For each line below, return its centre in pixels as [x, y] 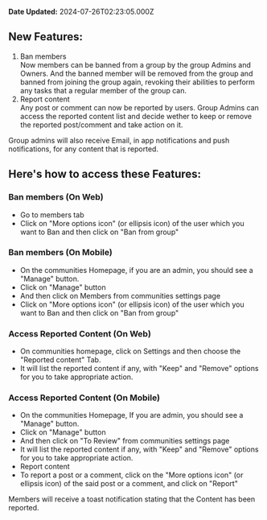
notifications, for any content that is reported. [84, 149]
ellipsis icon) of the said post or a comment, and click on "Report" [129, 484]
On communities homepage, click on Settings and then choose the [130, 351]
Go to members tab [52, 215]
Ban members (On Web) [56, 197]
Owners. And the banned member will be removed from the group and [136, 73]
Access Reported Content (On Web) [80, 333]
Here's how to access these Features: [105, 174]
